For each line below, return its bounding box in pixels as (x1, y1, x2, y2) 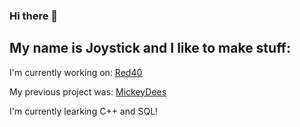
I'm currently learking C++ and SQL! (9, 105, 159, 117)
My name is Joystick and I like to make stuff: (9, 40, 291, 57)
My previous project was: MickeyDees (9, 85, 167, 98)
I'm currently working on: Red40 (9, 66, 143, 78)
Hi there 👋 (9, 9, 59, 23)
